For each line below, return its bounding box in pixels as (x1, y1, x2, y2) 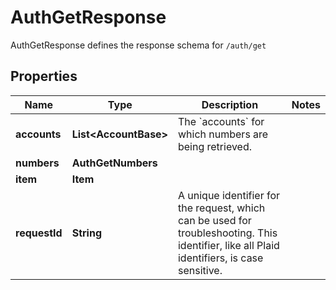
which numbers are (177, 127, 269, 141)
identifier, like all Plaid (177, 238, 280, 252)
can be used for (177, 213, 252, 227)
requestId (15, 226, 63, 240)
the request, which (177, 201, 266, 215)
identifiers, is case (177, 251, 264, 265)
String (71, 226, 102, 240)
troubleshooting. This (177, 226, 278, 240)
